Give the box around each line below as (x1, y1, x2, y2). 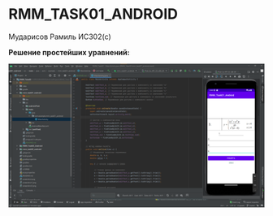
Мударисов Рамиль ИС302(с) (8, 32, 111, 41)
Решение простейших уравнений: (8, 47, 130, 57)
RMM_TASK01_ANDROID (8, 5, 179, 24)
